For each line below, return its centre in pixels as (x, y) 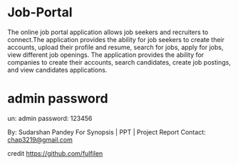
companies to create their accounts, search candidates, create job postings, (119, 62)
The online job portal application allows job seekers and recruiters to (108, 32)
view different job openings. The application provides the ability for (106, 55)
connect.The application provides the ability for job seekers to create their (116, 39)
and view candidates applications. (57, 70)
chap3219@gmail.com (40, 139)
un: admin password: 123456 (50, 118)
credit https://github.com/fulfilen (55, 153)
